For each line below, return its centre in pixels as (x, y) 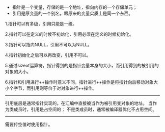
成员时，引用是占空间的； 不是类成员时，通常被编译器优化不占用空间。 (85, 109)
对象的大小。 (18, 72)
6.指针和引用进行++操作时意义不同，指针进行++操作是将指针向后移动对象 (79, 82)
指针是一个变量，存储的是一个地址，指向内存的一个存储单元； (75, 7)
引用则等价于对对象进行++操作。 (64, 88)
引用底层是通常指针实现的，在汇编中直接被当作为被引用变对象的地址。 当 (79, 103)
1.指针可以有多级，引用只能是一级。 (41, 24)
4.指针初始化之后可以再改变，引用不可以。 (48, 55)
